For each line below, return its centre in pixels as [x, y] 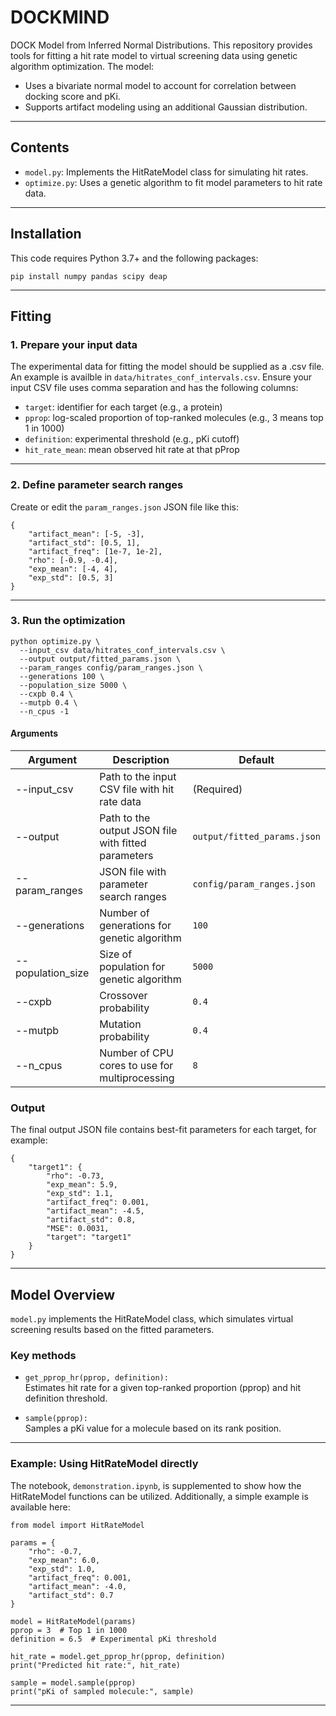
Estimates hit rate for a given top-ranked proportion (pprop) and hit [162, 1388]
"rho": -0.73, [75, 1176]
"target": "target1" [89, 1237]
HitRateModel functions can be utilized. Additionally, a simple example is [159, 1496]
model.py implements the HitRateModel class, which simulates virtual [152, 1319]
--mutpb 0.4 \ [48, 702]
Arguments [34, 733]
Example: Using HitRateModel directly [104, 1464]
